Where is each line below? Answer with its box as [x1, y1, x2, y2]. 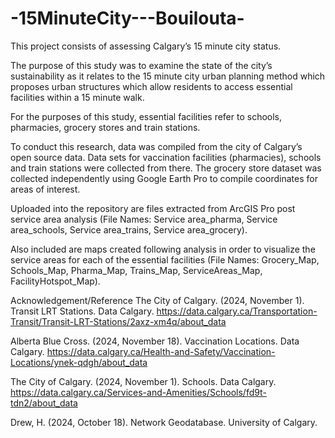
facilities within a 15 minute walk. [10, 91, 145, 103]
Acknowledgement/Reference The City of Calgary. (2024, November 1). [10, 294, 305, 306]
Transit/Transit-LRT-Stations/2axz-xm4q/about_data [10, 315, 227, 327]
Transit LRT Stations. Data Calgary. [10, 305, 155, 317]
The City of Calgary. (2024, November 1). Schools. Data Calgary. [10, 375, 277, 387]
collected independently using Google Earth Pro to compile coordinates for [10, 172, 318, 184]
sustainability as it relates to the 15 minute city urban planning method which [10, 70, 326, 82]
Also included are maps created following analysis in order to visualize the [10, 243, 316, 255]
